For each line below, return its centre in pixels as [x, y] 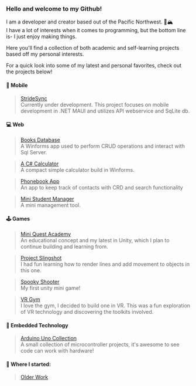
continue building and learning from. [64, 246]
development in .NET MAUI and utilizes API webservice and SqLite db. [105, 111]
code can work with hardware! [57, 351]
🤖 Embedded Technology [37, 325]
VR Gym [30, 299]
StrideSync [34, 98]
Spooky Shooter [40, 282]
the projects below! [29, 72]
